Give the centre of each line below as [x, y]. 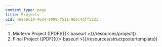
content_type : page [26, 10]
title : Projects [22, 15]
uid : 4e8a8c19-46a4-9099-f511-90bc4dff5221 [52, 19]
